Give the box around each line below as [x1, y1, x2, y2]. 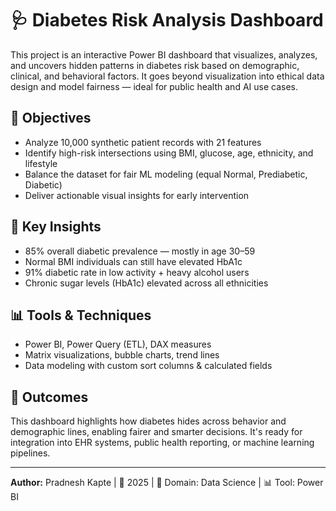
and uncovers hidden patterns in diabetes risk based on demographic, [10, 59, 300, 71]
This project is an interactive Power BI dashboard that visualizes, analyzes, [10, 48, 318, 61]
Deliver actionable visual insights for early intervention [24, 189, 250, 201]
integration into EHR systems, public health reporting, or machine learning [10, 437, 315, 449]
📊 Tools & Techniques [10, 307, 152, 324]
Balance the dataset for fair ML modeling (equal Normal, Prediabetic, [24, 168, 308, 180]
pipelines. [10, 447, 51, 459]
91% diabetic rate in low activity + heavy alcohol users [24, 266, 250, 278]
